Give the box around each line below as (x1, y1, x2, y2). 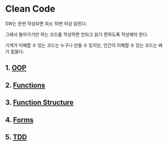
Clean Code (5, 3, 56, 15)
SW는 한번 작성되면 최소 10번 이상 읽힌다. (5, 20, 88, 26)
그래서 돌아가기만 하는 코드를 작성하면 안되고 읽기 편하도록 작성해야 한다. (5, 31, 148, 37)
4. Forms (5, 115, 34, 124)
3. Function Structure (5, 98, 74, 107)
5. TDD (5, 133, 27, 141)
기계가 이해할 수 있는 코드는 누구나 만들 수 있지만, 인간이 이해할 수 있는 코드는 (5, 42, 158, 48)
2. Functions (5, 81, 46, 90)
